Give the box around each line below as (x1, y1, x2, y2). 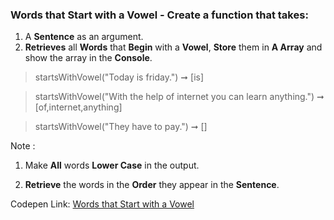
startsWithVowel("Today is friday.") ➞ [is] (34, 71, 205, 83)
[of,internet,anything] (34, 101, 123, 113)
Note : (10, 140, 36, 152)
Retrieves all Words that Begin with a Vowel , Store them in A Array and (24, 41, 323, 53)
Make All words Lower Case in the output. (24, 159, 200, 172)
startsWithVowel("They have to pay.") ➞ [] (34, 121, 208, 133)
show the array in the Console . (24, 52, 153, 64)
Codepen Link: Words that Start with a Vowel (10, 198, 195, 210)
